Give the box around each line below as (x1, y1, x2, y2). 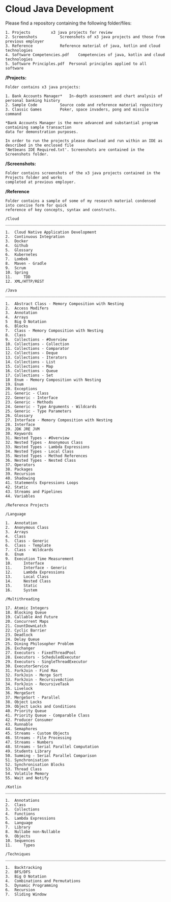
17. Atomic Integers (5, 605, 49, 611)
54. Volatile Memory (5, 771, 49, 776)
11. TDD (5, 274, 31, 279)
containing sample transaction (5, 125, 72, 130)
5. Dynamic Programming (5, 883, 58, 888)
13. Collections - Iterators (5, 355, 67, 360)
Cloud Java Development (5, 3, 114, 15)
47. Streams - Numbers (5, 739, 53, 745)
